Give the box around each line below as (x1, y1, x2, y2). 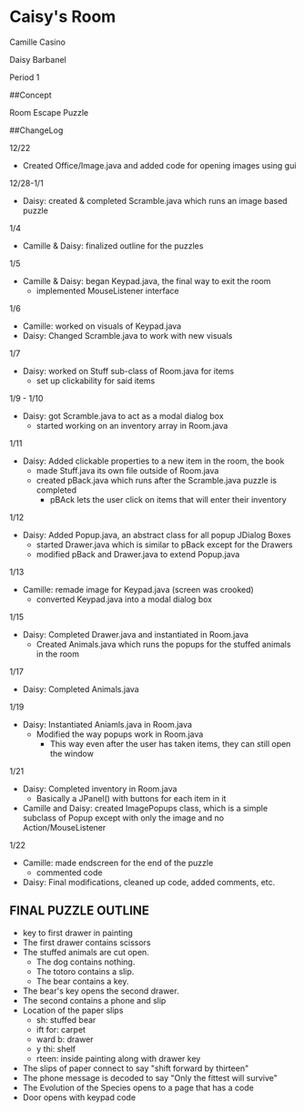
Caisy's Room (9, 6, 117, 27)
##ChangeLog (9, 125, 64, 136)
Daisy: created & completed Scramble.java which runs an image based (22, 195, 289, 206)
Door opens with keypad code (22, 1091, 137, 1103)
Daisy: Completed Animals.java (22, 683, 139, 694)
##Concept (9, 89, 52, 100)
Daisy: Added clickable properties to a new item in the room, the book (22, 455, 285, 466)
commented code (35, 867, 103, 878)
